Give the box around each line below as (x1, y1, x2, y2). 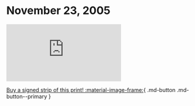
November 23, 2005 (6, 4, 111, 18)
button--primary (6, 93, 48, 100)
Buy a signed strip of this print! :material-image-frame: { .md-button (6, 86, 176, 93)
